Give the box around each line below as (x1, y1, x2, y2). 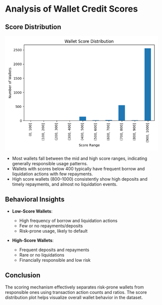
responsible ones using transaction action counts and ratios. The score (5, 289, 147, 295)
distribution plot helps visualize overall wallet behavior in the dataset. (5, 294, 143, 300)
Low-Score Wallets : (12, 208, 53, 214)
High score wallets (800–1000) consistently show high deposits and (12, 176, 148, 182)
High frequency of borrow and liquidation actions (19, 218, 118, 223)
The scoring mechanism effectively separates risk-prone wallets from (5, 284, 144, 290)
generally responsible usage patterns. (12, 161, 88, 166)
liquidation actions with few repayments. (12, 171, 93, 177)
